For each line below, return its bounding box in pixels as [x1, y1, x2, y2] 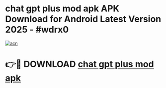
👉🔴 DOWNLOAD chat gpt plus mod [5, 59, 154, 70]
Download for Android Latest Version [5, 13, 162, 25]
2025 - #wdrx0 [5, 24, 69, 35]
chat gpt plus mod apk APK [5, 3, 120, 14]
